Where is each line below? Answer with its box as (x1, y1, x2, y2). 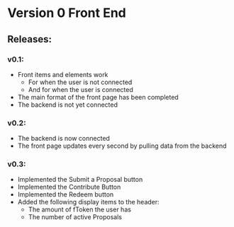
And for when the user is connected (28, 85, 133, 93)
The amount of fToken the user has (28, 205, 131, 214)
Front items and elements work (17, 70, 108, 78)
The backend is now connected (17, 134, 110, 143)
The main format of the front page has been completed (17, 93, 179, 101)
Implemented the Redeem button (17, 190, 114, 199)
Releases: (7, 33, 52, 45)
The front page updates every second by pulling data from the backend (17, 141, 227, 150)
